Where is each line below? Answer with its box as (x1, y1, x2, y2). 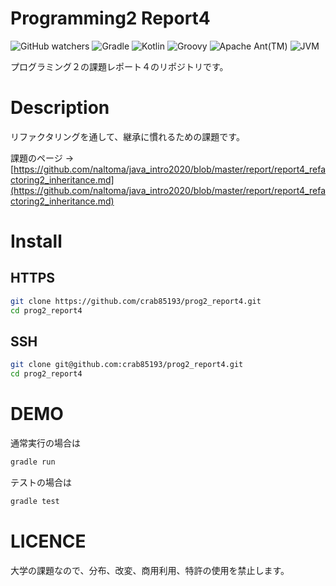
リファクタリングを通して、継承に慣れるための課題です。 (10, 130, 245, 142)
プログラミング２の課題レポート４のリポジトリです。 (10, 60, 229, 72)
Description (10, 97, 110, 119)
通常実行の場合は (10, 437, 81, 449)
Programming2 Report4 (10, 7, 211, 30)
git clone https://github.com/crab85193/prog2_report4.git (10, 296, 262, 306)
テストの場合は (10, 477, 72, 488)
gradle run (10, 457, 56, 467)
